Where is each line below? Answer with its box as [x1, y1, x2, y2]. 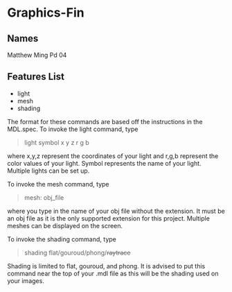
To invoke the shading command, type [7, 234, 116, 243]
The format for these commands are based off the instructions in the [7, 117, 203, 126]
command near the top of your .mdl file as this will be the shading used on [7, 269, 220, 277]
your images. [7, 276, 45, 285]
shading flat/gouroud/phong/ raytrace [24, 248, 131, 257]
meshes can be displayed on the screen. [7, 221, 123, 230]
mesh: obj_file [24, 193, 64, 202]
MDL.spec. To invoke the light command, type [7, 125, 139, 133]
